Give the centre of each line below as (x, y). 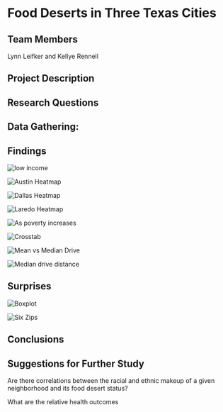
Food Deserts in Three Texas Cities (112, 13)
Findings (27, 151)
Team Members (42, 39)
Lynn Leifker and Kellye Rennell (53, 56)
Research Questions (53, 102)
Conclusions (36, 339)
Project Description (51, 78)
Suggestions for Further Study (76, 363)
